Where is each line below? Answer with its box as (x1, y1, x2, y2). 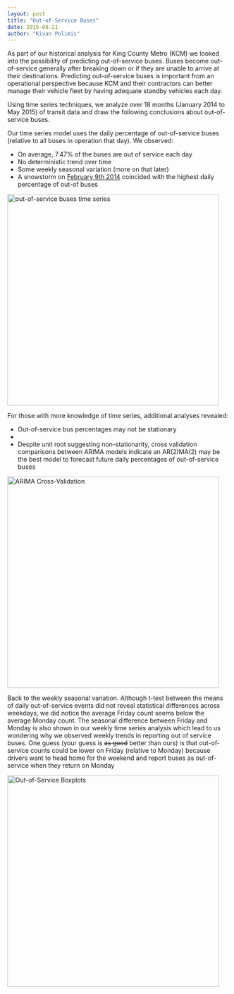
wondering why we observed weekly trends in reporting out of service (7, 731, 211, 740)
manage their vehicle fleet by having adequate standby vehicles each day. (7, 87, 223, 95)
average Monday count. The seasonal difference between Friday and (7, 716, 208, 725)
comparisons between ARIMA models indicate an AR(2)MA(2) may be (17, 448, 221, 456)
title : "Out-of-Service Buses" (7, 17, 99, 24)
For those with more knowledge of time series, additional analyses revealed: (7, 412, 228, 420)
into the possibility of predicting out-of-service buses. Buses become (7, 57, 209, 66)
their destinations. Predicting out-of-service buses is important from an (7, 72, 214, 80)
